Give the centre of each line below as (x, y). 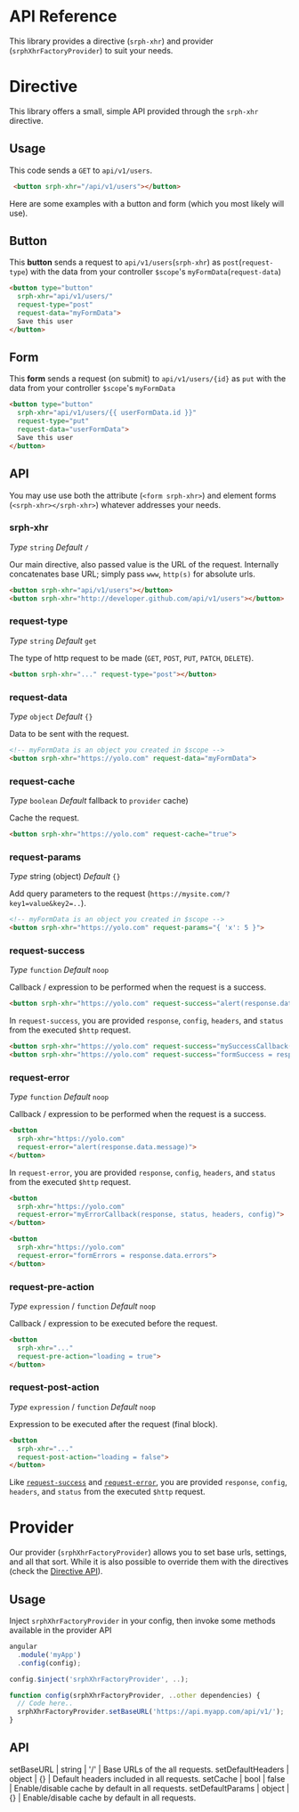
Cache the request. (44, 818)
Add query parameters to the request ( (80, 894)
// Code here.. (45, 1703)
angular (24, 1647)
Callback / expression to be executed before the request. (113, 1323)
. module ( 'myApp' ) (49, 1654)
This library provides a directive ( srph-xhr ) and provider (111, 41)
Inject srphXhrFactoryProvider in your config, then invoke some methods (142, 1621)
